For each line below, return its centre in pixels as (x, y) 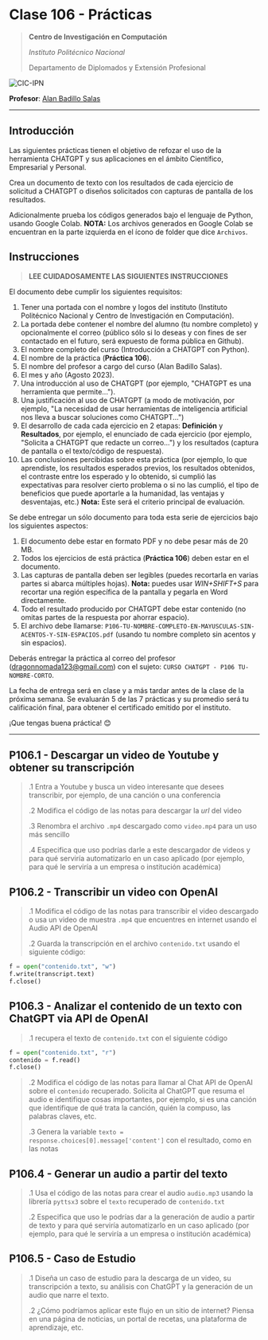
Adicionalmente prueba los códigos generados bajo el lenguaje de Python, (131, 215)
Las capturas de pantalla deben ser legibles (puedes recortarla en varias (140, 574)
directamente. (43, 600)
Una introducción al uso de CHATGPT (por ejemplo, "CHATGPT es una (136, 383)
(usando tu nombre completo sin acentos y (185, 634)
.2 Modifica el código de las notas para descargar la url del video (135, 811)
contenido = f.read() (45, 1060)
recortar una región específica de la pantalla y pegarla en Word (124, 592)
